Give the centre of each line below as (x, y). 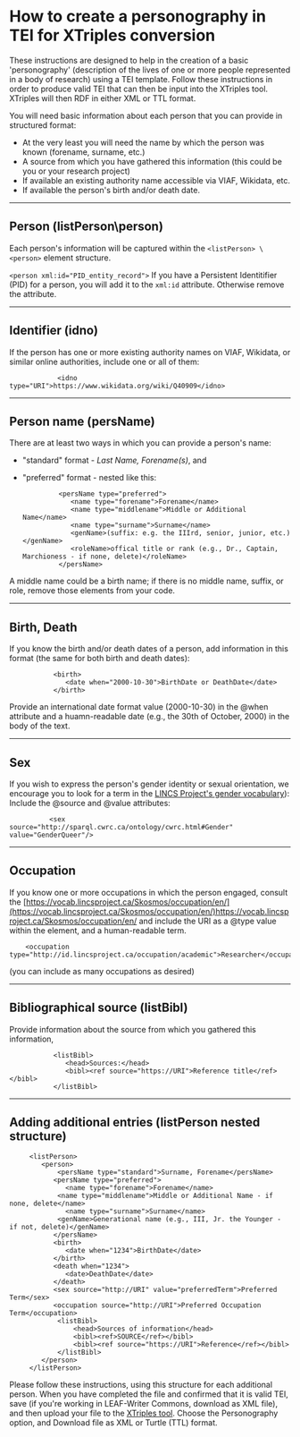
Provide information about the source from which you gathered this (133, 1029)
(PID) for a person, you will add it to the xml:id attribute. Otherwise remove (147, 285)
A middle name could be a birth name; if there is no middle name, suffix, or (146, 581)
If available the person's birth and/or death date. (111, 190)
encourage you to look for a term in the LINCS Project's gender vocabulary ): (150, 793)
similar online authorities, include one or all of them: (104, 361)
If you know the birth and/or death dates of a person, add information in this (149, 649)
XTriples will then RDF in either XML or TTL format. (103, 98)
